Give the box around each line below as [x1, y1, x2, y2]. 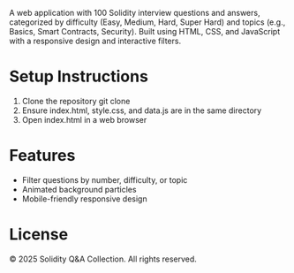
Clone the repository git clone [21, 95, 131, 106]
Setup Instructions [9, 66, 148, 87]
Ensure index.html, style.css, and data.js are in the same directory [21, 105, 262, 116]
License [9, 224, 69, 245]
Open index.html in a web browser [21, 114, 147, 125]
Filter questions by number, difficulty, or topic [21, 174, 188, 185]
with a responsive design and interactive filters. [9, 35, 182, 46]
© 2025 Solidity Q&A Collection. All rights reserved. [9, 254, 197, 264]
